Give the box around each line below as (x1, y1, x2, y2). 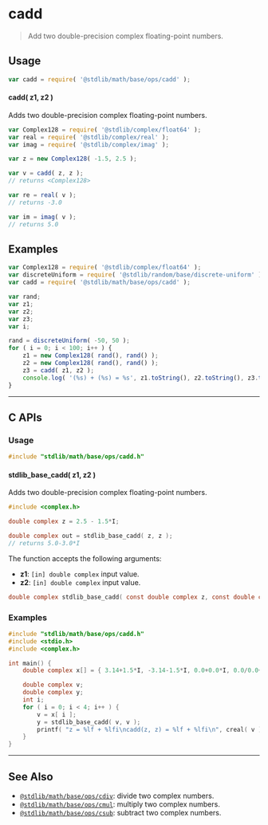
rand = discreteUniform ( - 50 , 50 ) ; (8, 336, 130, 345)
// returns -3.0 (8, 198, 62, 206)
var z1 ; (8, 300, 34, 308)
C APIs (8, 411, 42, 424)
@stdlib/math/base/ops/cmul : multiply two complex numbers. (19, 799, 221, 809)
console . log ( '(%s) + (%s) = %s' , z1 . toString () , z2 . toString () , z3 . (22, 374, 259, 382)
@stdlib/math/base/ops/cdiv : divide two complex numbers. (19, 791, 215, 801)
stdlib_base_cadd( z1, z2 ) (8, 469, 96, 479)
